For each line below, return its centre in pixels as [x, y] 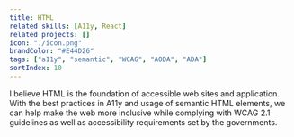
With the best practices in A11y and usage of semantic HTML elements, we [147, 103]
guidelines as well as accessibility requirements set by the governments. [143, 122]
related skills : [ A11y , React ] [68, 26]
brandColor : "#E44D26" [52, 51]
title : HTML [31, 18]
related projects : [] [50, 34]
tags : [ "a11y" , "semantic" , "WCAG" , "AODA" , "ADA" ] [108, 59]
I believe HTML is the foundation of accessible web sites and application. [145, 93]
